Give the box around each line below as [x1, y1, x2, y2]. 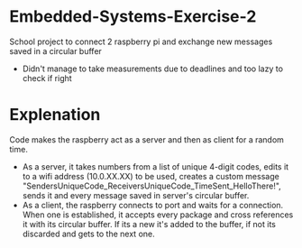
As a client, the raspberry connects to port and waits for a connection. [22, 199, 284, 210]
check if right [22, 72, 72, 83]
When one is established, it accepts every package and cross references [22, 209, 294, 220]
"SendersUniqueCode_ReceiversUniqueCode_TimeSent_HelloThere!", [22, 180, 281, 191]
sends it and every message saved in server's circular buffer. [22, 189, 250, 200]
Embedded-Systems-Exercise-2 [9, 6, 257, 27]
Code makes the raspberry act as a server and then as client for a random [9, 133, 284, 145]
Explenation [9, 105, 101, 125]
